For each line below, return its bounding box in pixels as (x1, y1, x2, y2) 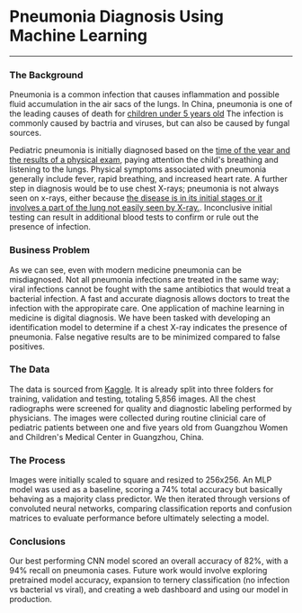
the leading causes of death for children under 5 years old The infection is (9, 108, 284, 119)
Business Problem (9, 244, 91, 257)
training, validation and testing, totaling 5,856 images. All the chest (9, 393, 256, 404)
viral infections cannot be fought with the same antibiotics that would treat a (9, 284, 291, 294)
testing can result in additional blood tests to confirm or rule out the (9, 212, 259, 222)
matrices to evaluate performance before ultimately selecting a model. (9, 513, 270, 524)
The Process (9, 454, 66, 466)
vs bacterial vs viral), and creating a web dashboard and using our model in (9, 584, 289, 595)
